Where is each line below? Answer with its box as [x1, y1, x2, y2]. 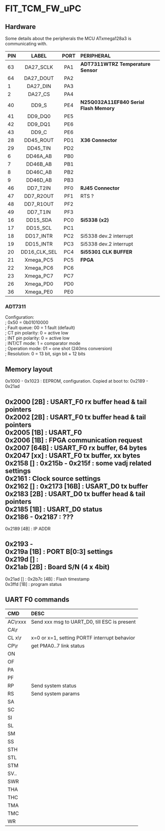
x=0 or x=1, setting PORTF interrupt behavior [31, 634, 136, 641]
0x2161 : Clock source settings [5, 474, 101, 483]
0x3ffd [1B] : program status [5, 581, 62, 587]
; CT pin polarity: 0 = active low [5, 330, 69, 336]
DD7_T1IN [27, 209, 51, 215]
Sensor [80, 67, 98, 74]
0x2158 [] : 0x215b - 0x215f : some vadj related [5, 459, 152, 467]
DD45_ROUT [24, 137, 54, 143]
